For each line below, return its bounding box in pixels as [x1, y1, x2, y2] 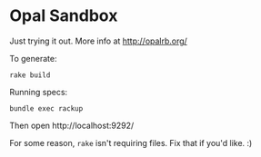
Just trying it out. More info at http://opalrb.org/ [9, 35, 188, 46]
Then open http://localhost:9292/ [9, 120, 135, 131]
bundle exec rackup [9, 103, 84, 113]
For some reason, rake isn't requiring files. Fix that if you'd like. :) [9, 137, 253, 148]
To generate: [9, 53, 57, 64]
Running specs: [9, 86, 68, 97]
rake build [9, 70, 51, 80]
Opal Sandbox [9, 5, 118, 26]
